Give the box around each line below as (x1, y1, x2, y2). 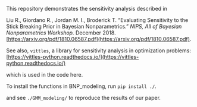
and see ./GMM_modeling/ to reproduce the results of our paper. (6, 95, 161, 101)
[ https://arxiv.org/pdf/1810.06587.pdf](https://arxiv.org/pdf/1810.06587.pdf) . (6, 36, 192, 42)
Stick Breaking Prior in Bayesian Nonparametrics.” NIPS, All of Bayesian (6, 23, 182, 30)
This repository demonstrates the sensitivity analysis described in (6, 5, 168, 12)
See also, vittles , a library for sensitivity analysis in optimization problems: (6, 47, 192, 54)
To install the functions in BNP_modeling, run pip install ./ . (6, 83, 157, 90)
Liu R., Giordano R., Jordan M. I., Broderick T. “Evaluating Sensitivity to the (6, 17, 189, 23)
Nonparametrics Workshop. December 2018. (6, 29, 116, 36)
